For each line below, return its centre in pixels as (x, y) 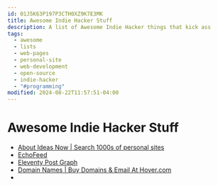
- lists (25, 47)
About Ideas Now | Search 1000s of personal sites (91, 147)
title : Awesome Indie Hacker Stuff (60, 21)
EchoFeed (32, 155)
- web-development (41, 66)
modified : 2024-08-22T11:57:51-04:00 (63, 93)
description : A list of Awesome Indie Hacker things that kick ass (109, 27)
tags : (15, 34)
